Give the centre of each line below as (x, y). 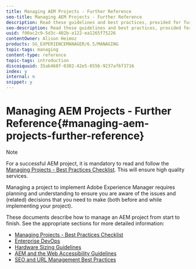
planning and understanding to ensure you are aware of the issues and (91, 193)
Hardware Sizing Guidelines (48, 247)
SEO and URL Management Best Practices (65, 259)
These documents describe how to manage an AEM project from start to (93, 217)
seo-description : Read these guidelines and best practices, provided (94, 28)
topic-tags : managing (32, 50)
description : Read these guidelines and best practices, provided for (94, 22)
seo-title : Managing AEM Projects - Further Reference (74, 17)
